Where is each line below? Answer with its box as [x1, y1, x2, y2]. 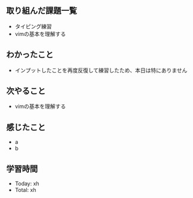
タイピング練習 [14, 23, 52, 30]
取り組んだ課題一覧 [6, 5, 77, 16]
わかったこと [6, 50, 54, 60]
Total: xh [14, 187, 36, 194]
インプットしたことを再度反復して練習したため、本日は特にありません [14, 67, 188, 74]
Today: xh [14, 180, 40, 187]
